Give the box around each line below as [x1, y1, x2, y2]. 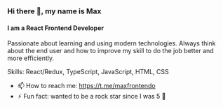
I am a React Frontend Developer [7, 24, 104, 32]
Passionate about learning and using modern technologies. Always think [7, 39, 216, 48]
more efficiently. [7, 54, 55, 62]
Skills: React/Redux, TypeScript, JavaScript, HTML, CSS [7, 68, 170, 76]
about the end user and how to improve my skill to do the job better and [7, 47, 214, 55]
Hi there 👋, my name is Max [7, 6, 102, 16]
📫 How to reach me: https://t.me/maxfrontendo [17, 82, 156, 90]
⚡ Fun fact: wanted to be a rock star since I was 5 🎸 [17, 92, 166, 101]
